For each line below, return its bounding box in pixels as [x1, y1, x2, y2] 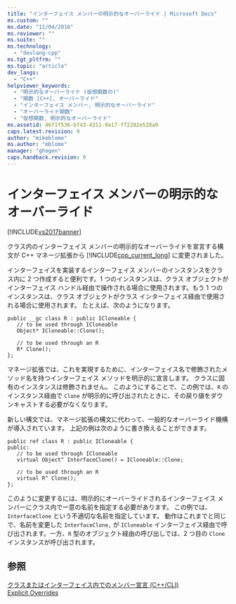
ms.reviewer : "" [7, 29, 55, 37]
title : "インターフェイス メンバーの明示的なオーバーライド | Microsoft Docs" [7, 10, 218, 18]
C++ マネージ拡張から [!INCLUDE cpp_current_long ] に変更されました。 [20, 251, 228, 259]
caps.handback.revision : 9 [7, 154, 86, 162]
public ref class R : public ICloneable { [7, 438, 133, 445]
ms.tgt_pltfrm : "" [7, 56, 61, 63]
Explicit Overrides [7, 588, 59, 597]
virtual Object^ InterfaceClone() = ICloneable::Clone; [16, 456, 184, 464]
